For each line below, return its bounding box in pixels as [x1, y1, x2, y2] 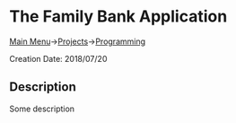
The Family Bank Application [9, 6, 228, 27]
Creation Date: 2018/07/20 [9, 53, 108, 64]
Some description [9, 103, 74, 114]
